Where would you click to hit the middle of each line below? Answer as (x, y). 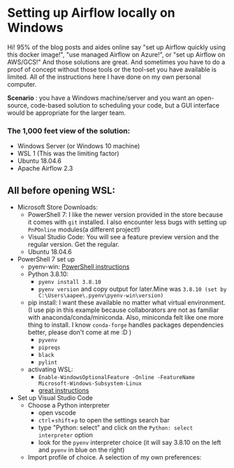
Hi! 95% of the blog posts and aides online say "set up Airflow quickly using (116, 47)
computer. (22, 84)
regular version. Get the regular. (74, 244)
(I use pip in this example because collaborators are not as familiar (123, 310)
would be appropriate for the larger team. (67, 113)
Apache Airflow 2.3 (45, 169)
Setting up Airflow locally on (92, 13)
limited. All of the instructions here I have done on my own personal (104, 77)
